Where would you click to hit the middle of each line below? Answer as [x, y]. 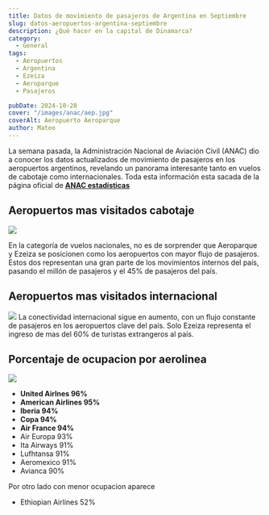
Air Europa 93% [46, 437]
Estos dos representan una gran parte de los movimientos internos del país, [134, 262]
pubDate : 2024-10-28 [43, 106]
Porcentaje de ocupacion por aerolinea [108, 359]
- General [32, 46]
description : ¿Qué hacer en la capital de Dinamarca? [101, 31]
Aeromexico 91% [48, 463]
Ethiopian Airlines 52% [58, 502]
